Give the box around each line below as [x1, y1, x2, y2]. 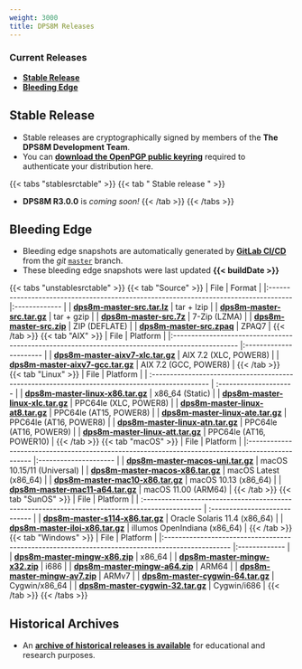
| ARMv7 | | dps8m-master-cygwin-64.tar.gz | [98, 570, 275, 581]
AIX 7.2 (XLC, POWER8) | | [181, 350, 279, 361]
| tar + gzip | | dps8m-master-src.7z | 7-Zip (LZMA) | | [48, 311, 252, 322]
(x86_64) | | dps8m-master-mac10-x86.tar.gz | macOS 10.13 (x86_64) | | [9, 475, 282, 485]
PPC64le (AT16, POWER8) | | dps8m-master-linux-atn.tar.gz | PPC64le [9, 417, 278, 428]
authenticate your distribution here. [22, 160, 154, 172]
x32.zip [9, 561, 39, 572]
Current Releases [9, 52, 87, 64]
